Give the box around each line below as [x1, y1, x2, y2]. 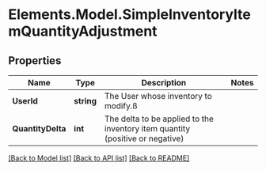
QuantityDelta [12, 123, 66, 134]
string [74, 96, 97, 106]
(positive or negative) [104, 133, 184, 144]
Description [141, 77, 187, 88]
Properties [8, 54, 62, 67]
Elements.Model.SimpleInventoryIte [8, 6, 251, 24]
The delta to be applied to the [104, 113, 214, 124]
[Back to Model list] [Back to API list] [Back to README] [8, 153, 190, 163]
